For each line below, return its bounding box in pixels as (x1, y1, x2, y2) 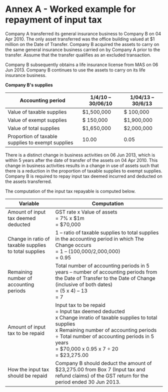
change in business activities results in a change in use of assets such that (5, 162, 159, 168)
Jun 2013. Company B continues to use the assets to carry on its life (5, 66, 146, 73)
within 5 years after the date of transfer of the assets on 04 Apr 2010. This (5, 157, 158, 163)
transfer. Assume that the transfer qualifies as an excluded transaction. (5, 51, 151, 58)
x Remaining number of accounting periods (55, 326, 157, 333)
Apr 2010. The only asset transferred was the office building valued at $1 (5, 36, 155, 42)
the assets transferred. (5, 178, 52, 184)
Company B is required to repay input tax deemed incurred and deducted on (5, 173, 162, 179)
